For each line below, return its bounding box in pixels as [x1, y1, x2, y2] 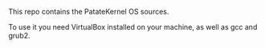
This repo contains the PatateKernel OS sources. [8, 7, 169, 16]
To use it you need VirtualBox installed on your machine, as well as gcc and [8, 22, 258, 31]
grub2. [8, 31, 31, 40]
